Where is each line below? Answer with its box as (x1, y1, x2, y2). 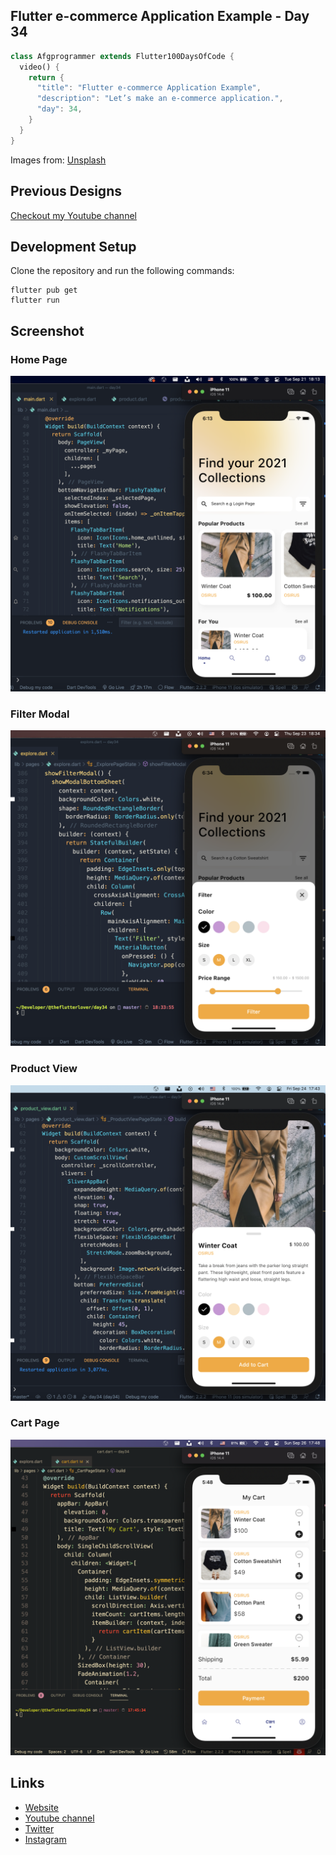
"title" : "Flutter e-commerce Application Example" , (36, 83, 262, 93)
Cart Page (10, 1416, 60, 1430)
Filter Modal (10, 707, 70, 721)
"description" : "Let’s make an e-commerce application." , (36, 94, 284, 104)
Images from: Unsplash (10, 154, 107, 166)
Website (24, 1801, 60, 1813)
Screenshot (10, 322, 85, 339)
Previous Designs (10, 183, 122, 200)
